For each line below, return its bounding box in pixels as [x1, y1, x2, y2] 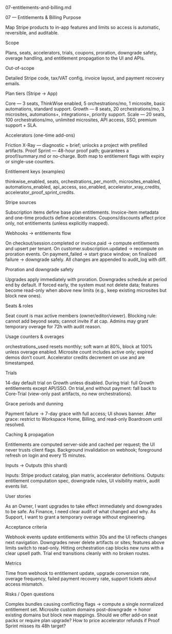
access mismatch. [5, 581, 44, 587]
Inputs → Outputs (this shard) [5, 462, 68, 468]
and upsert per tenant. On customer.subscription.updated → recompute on [5, 246, 164, 251]
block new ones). [5, 293, 42, 299]
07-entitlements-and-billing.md [5, 5, 72, 10]
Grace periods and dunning [5, 401, 63, 406]
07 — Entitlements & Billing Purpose [5, 14, 81, 20]
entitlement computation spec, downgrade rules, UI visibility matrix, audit [5, 478, 160, 483]
